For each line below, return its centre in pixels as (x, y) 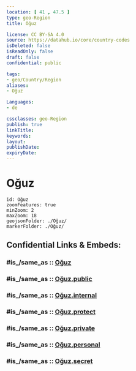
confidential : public (34, 63)
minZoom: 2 (20, 210)
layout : (16, 141)
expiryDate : (21, 153)
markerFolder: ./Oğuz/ (35, 226)
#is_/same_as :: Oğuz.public (50, 279)
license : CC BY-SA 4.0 (35, 34)
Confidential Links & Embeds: (64, 245)
